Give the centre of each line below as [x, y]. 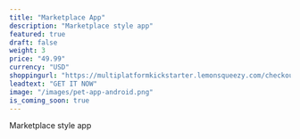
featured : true [37, 34]
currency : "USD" [39, 68]
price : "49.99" [37, 59]
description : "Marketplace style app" [81, 26]
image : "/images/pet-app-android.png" [81, 92]
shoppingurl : [33, 76]
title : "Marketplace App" [57, 17]
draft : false [33, 42]
